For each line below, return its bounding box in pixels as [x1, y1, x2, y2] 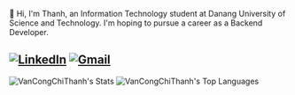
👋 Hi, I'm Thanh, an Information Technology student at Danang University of [9, 9, 286, 18]
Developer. [9, 27, 49, 37]
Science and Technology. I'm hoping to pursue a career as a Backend [9, 18, 263, 28]
